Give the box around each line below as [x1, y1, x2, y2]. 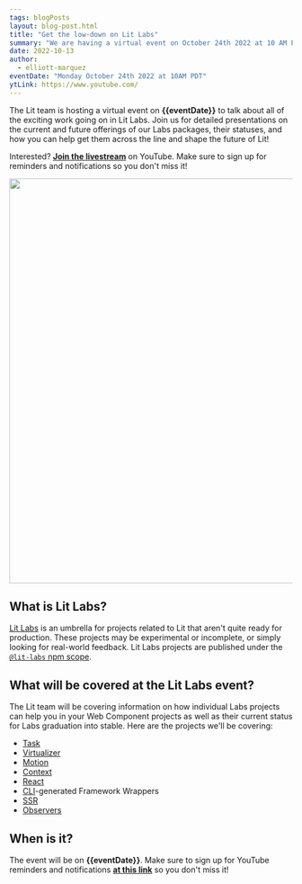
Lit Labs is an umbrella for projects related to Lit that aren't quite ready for [9, 622, 283, 634]
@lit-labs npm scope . [9, 651, 92, 662]
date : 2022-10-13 [9, 47, 75, 56]
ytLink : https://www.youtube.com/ [9, 80, 139, 89]
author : [9, 55, 39, 64]
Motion [22, 757, 49, 768]
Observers [22, 805, 62, 816]
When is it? [9, 831, 74, 846]
